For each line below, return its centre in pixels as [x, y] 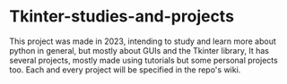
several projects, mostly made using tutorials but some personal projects [143, 60]
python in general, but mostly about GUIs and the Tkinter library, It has [139, 50]
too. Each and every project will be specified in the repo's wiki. [125, 70]
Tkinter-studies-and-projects [122, 17]
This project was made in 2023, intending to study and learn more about [143, 41]
